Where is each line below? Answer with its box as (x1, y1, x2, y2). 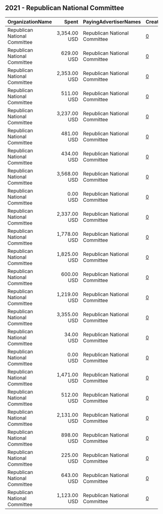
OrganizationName (7, 18, 52, 25)
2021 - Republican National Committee (5, 4, 125, 12)
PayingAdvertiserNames (83, 18, 141, 25)
